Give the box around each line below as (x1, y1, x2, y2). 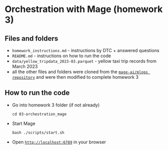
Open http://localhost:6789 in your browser (12, 139, 106, 145)
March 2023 (12, 64, 38, 69)
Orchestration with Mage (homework (5, 4, 163, 15)
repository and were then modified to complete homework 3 (12, 74, 139, 80)
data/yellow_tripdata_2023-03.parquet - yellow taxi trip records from (12, 58, 157, 64)
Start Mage (12, 120, 36, 126)
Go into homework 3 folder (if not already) (12, 102, 100, 108)
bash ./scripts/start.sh (12, 130, 65, 135)
